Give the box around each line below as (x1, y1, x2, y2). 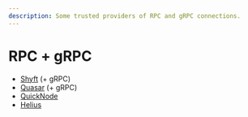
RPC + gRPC (8, 46, 92, 65)
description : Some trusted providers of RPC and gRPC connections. (8, 11, 242, 20)
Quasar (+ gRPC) (19, 82, 78, 92)
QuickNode (19, 91, 58, 101)
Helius (19, 99, 42, 110)
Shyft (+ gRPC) (19, 74, 71, 84)
